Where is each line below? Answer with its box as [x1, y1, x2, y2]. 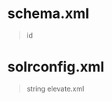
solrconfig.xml [7, 58, 105, 76]
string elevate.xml [26, 84, 85, 93]
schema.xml [7, 5, 89, 23]
